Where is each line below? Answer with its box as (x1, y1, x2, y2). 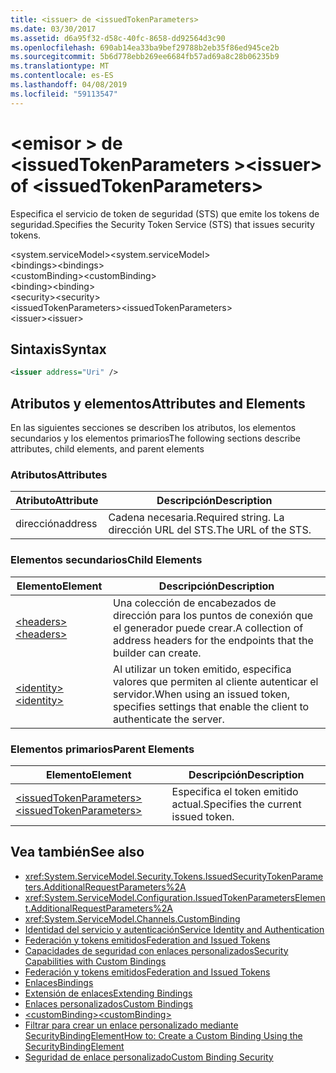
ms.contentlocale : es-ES (10, 71, 114, 81)
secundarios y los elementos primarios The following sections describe (10, 432, 301, 445)
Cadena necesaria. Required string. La (108, 511, 285, 525)
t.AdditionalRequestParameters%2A (24, 902, 174, 914)
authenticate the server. (113, 712, 225, 726)
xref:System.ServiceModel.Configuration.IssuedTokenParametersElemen (24, 891, 326, 903)
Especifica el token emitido (171, 784, 299, 798)
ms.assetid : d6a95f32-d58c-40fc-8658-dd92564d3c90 (10, 33, 226, 43)
